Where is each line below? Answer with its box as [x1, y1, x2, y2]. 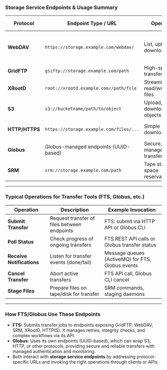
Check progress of [49, 235, 93, 242]
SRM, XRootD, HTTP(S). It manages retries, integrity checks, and [12, 327, 145, 333]
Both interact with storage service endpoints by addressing [12, 354, 136, 360]
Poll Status [7, 238, 34, 245]
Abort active [49, 270, 79, 277]
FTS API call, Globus [104, 270, 152, 277]
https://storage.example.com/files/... [45, 126, 139, 132]
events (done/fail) [49, 259, 92, 266]
